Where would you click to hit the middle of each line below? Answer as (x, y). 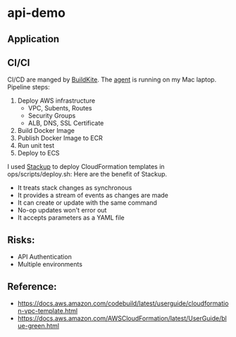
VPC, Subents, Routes (60, 108)
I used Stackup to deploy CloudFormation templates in (86, 167)
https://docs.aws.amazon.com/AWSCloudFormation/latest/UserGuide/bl (122, 319)
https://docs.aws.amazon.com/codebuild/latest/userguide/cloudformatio (123, 303)
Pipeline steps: (29, 87)
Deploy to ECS (38, 153)
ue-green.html (38, 326)
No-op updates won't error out (62, 210)
